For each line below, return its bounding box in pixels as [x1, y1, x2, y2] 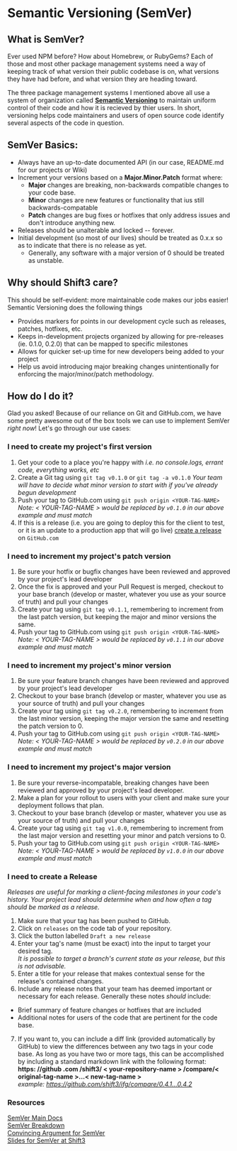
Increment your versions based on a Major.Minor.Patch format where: [17, 173, 223, 182]
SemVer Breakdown [7, 1121, 65, 1130]
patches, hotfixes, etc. [17, 324, 83, 333]
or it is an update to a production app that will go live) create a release [17, 525, 221, 534]
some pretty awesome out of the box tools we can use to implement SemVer [7, 417, 230, 425]
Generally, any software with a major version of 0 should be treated [28, 249, 225, 257]
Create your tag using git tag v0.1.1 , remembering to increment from [17, 605, 224, 613]
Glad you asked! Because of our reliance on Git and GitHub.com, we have [7, 409, 221, 418]
